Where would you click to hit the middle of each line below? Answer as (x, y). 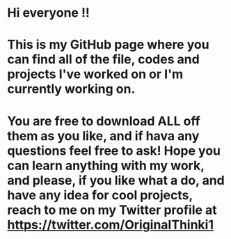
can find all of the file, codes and (103, 60)
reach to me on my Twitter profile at (112, 210)
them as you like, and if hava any (103, 136)
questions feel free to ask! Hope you (114, 151)
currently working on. (71, 89)
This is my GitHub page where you (109, 45)
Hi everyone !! (49, 13)
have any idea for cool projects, (100, 195)
